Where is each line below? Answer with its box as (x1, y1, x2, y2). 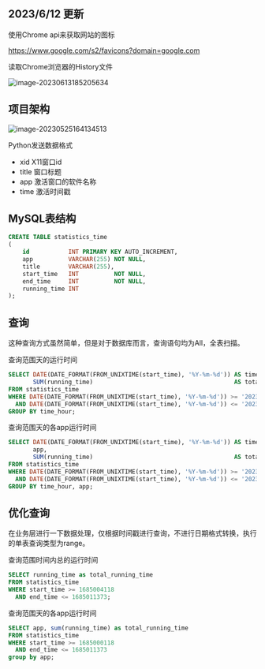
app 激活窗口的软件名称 (19, 177, 97, 186)
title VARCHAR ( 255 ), (22, 263, 114, 271)
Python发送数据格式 (8, 140, 73, 150)
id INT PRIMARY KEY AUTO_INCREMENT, (22, 248, 178, 256)
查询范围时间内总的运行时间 (8, 555, 99, 565)
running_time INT (22, 285, 80, 293)
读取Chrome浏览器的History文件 (8, 62, 113, 71)
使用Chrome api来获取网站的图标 (8, 30, 116, 39)
